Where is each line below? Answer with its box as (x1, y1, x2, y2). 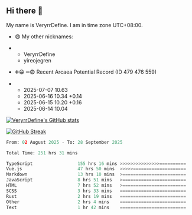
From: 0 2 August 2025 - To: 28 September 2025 (6, 139, 123, 145)
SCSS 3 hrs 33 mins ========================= (6, 188, 186, 194)
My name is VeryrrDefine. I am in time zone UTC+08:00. (6, 21, 143, 28)
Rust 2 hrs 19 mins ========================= (6, 193, 186, 199)
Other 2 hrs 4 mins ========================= (6, 199, 186, 205)
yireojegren (23, 57, 52, 64)
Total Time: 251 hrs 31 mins (6, 150, 78, 156)
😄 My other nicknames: (14, 33, 73, 40)
